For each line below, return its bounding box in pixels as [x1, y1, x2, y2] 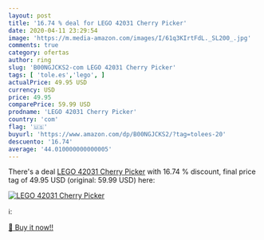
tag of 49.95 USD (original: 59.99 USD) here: [8, 175, 156, 185]
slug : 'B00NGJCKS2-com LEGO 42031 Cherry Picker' [8, 64, 177, 72]
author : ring [8, 57, 52, 65]
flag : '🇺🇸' [8, 123, 48, 131]
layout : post [8, 11, 52, 20]
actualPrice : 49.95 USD [8, 78, 88, 86]
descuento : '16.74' [8, 137, 73, 146]
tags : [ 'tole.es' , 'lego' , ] [8, 71, 105, 79]
